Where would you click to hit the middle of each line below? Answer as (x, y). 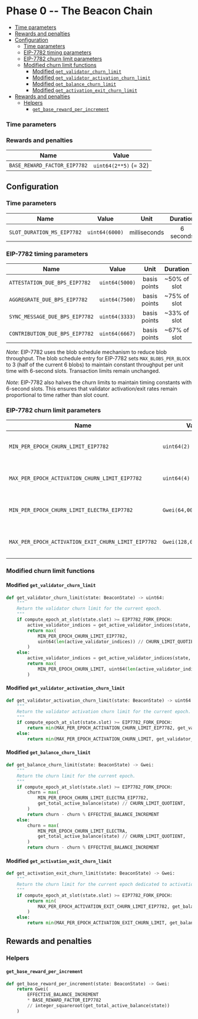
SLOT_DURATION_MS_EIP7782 (45, 232)
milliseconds (147, 232)
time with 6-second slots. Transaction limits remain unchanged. (83, 371)
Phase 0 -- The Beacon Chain (80, 11)
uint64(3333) (118, 317)
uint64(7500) (118, 300)
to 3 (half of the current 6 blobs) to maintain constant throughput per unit (95, 365)
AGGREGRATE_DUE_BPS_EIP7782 (48, 300)
